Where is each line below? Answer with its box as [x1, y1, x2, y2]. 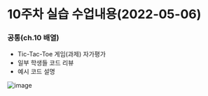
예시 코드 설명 [17, 67, 55, 76]
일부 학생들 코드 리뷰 [17, 58, 74, 67]
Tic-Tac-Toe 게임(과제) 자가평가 [17, 50, 106, 58]
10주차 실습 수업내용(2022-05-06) [7, 6, 202, 22]
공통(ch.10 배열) [7, 33, 60, 42]
